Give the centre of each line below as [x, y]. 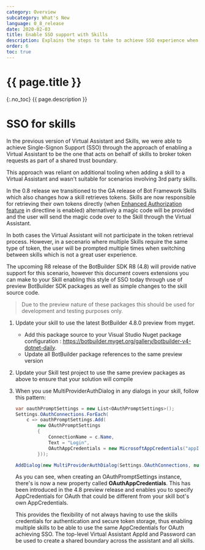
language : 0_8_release [35, 23]
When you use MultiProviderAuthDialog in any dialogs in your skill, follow [107, 391]
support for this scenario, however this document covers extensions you [98, 273]
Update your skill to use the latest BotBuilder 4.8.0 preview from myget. [105, 323]
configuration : [43, 341]
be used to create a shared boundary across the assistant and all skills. [105, 541]
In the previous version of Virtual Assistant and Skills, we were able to [94, 141]
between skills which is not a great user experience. [72, 254]
